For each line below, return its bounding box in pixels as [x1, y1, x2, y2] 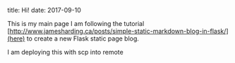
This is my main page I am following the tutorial [7, 20, 145, 27]
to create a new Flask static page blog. [26, 34, 140, 43]
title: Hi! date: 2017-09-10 [7, 6, 81, 14]
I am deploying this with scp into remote [7, 48, 123, 56]
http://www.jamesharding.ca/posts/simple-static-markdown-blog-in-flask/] [9, 27, 229, 35]
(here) [7, 34, 25, 43]
